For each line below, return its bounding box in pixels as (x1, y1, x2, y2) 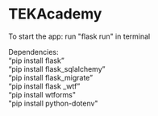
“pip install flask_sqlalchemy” (8, 64, 106, 73)
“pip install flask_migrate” (8, 72, 94, 82)
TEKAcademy (8, 5, 102, 23)
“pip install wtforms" (8, 89, 77, 99)
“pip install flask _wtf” (8, 81, 81, 91)
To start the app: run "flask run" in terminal (8, 31, 151, 41)
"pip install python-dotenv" (8, 98, 98, 108)
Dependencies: (8, 47, 59, 56)
